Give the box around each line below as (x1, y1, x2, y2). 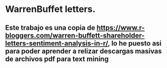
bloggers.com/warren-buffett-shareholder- (5, 31, 145, 39)
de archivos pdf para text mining (5, 54, 109, 63)
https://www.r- (96, 23, 145, 32)
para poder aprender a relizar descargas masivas (5, 46, 162, 55)
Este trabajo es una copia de (5, 23, 95, 32)
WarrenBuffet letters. (5, 3, 96, 15)
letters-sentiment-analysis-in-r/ (5, 39, 108, 47)
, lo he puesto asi (107, 39, 162, 47)
